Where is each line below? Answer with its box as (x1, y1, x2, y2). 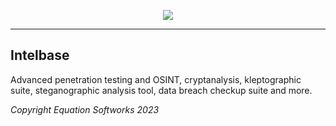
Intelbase (10, 47, 70, 64)
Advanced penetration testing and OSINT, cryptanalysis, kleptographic (10, 73, 302, 85)
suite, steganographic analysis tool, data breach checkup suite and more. (10, 84, 313, 96)
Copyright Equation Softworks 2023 (10, 103, 160, 115)
